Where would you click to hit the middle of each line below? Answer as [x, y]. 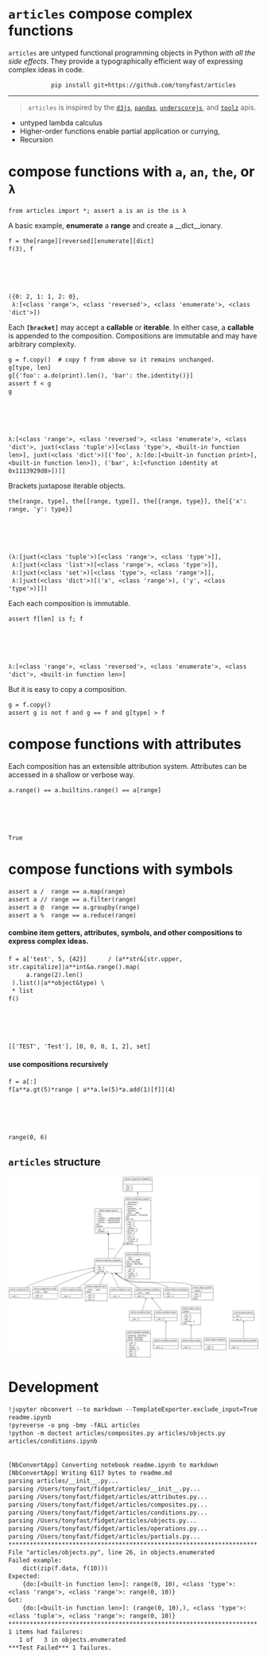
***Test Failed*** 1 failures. [60, 1648]
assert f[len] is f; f [46, 619]
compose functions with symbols [121, 869]
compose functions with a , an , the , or [132, 172]
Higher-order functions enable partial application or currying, [120, 131]
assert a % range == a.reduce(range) [72, 915]
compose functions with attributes [125, 744]
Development [54, 1387]
